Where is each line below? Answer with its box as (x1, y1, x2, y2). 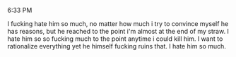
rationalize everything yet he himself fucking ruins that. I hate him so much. (7, 42, 226, 50)
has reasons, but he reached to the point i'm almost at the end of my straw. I (7, 27, 230, 35)
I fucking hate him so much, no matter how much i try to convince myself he (7, 20, 229, 27)
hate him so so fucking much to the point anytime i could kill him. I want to (7, 34, 223, 43)
